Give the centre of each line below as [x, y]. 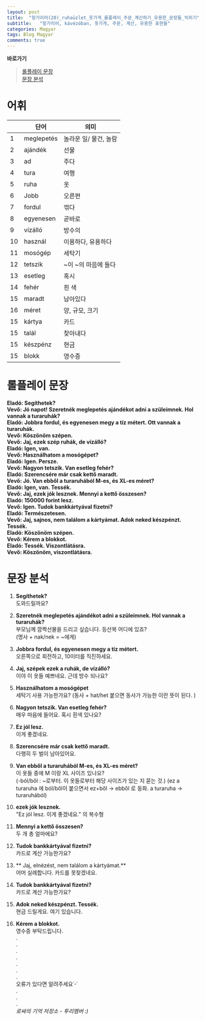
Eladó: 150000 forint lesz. [40, 500]
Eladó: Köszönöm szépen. [40, 532]
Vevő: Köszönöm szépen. [40, 435]
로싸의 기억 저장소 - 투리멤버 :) [52, 1011]
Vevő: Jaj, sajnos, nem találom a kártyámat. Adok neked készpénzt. [94, 519]
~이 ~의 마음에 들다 [90, 264]
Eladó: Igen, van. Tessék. [39, 487]
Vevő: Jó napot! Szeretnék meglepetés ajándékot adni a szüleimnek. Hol [100, 409]
